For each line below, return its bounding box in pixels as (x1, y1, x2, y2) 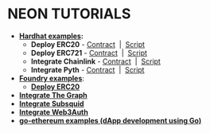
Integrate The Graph (18, 90, 88, 100)
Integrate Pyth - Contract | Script (30, 65, 145, 74)
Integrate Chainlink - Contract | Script (30, 57, 161, 66)
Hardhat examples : (18, 31, 84, 41)
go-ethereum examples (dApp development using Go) (18, 115, 202, 125)
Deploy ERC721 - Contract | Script (30, 48, 148, 57)
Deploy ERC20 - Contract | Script (30, 39, 145, 49)
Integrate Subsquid (18, 99, 84, 108)
